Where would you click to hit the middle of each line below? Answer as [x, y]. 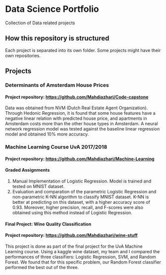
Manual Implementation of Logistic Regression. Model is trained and [82, 181]
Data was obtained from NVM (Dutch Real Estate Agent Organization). [77, 108]
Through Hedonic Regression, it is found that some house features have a [81, 113]
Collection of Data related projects [40, 23]
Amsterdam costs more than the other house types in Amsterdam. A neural [82, 124]
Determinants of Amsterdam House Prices [57, 85]
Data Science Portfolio [52, 9]
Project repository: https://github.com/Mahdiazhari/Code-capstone [77, 97]
